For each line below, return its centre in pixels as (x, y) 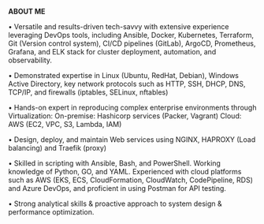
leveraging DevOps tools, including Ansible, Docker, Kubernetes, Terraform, (131, 35)
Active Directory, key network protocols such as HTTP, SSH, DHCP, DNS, (127, 84)
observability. (30, 60)
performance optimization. (51, 212)
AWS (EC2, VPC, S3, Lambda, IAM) (65, 124)
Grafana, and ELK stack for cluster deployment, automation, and (112, 52)
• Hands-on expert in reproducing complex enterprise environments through (132, 107)
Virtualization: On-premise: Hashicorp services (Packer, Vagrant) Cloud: (125, 116)
